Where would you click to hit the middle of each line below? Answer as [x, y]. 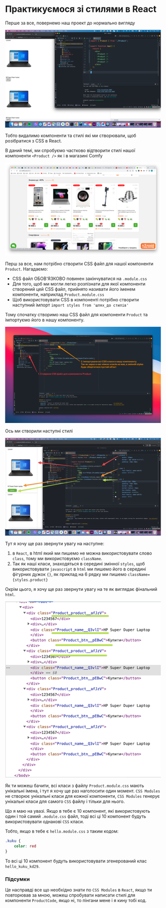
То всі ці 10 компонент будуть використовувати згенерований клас [76, 861]
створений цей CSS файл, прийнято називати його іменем [74, 289]
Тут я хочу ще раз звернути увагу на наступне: [55, 544]
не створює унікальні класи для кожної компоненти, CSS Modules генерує [83, 796]
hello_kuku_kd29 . [22, 866]
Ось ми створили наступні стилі [39, 431]
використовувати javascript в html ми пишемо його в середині [79, 569]
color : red [25, 846]
